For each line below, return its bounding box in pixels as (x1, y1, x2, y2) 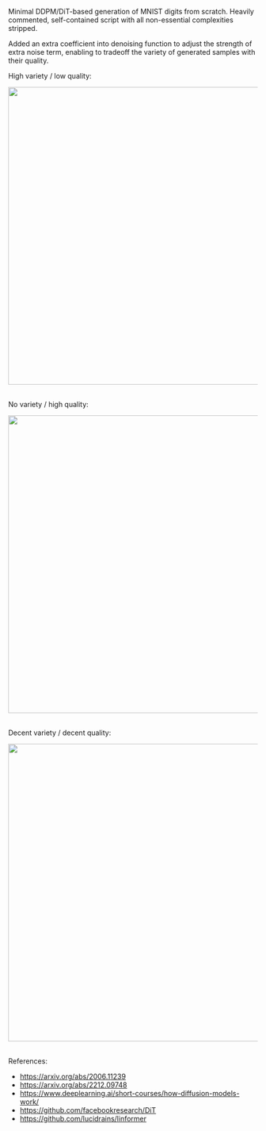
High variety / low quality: (8, 71, 93, 80)
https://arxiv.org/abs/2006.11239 (19, 1071, 127, 1081)
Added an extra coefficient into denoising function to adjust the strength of (8, 39, 253, 48)
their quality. (8, 56, 49, 65)
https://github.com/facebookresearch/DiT (19, 1106, 157, 1114)
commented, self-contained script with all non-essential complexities (8, 15, 234, 25)
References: (8, 1056, 47, 1066)
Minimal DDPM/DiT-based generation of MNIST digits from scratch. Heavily (8, 7, 255, 16)
